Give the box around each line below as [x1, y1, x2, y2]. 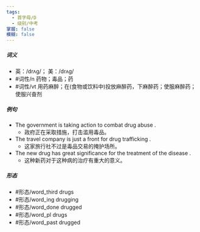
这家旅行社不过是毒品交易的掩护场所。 [24, 142, 120, 150]
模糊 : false [6, 32, 35, 38]
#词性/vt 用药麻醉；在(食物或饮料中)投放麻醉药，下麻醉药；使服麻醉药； [15, 83, 196, 90]
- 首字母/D [12, 15, 36, 21]
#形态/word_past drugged [15, 219, 81, 226]
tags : [6, 9, 20, 15]
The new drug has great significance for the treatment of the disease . [15, 150, 191, 157]
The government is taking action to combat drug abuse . [15, 121, 156, 128]
